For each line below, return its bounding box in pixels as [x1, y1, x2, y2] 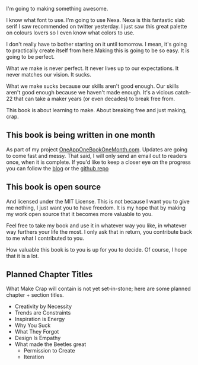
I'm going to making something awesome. [6, 5, 108, 12]
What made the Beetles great [14, 341, 87, 348]
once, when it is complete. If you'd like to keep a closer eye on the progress [6, 158, 191, 166]
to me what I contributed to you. [6, 234, 85, 242]
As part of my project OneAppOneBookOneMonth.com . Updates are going [6, 145, 188, 153]
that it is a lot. [6, 252, 40, 259]
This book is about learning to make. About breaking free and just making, [6, 107, 187, 113]
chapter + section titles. [6, 291, 64, 299]
